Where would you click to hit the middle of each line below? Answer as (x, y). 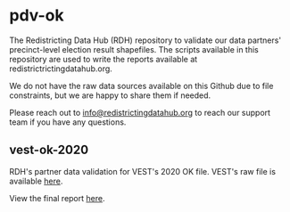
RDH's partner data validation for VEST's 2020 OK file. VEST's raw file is (143, 171)
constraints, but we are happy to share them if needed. (110, 95)
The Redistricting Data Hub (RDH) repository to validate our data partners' (145, 40)
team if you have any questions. (68, 122)
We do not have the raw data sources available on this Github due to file (141, 86)
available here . (36, 181)
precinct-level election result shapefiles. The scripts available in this (134, 49)
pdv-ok (37, 16)
